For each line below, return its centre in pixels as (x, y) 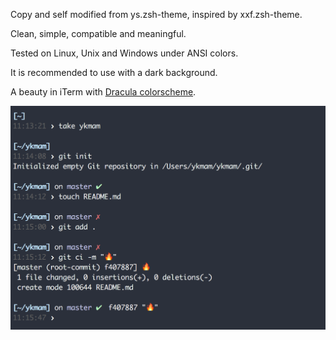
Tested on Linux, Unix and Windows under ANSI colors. (124, 53)
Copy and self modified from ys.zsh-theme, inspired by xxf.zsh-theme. (156, 14)
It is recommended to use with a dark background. (114, 72)
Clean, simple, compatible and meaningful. (98, 33)
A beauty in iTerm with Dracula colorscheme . (103, 92)
